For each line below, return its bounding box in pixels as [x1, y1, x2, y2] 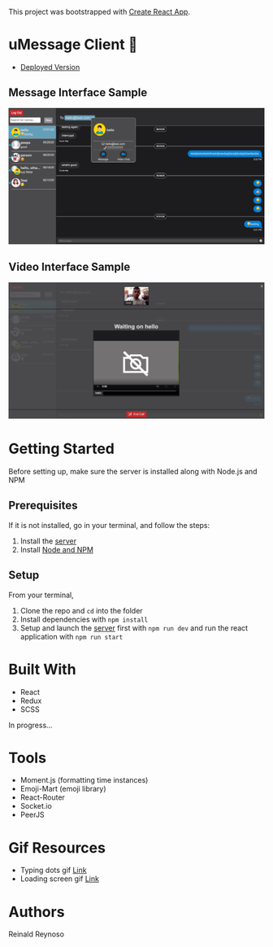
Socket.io [19, 801, 53, 811]
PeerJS [19, 810, 45, 820]
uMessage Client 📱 [8, 36, 138, 54]
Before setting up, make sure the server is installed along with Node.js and [8, 466, 258, 476]
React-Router [19, 792, 65, 802]
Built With [8, 660, 76, 679]
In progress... [8, 720, 53, 730]
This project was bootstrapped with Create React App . [8, 7, 191, 16]
